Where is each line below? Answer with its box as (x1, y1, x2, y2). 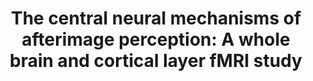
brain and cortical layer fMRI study (9, 50, 303, 72)
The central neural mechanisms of (10, 7, 302, 30)
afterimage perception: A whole (21, 28, 291, 51)
